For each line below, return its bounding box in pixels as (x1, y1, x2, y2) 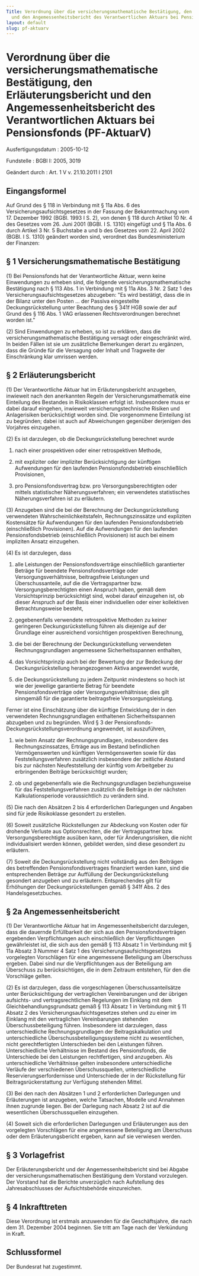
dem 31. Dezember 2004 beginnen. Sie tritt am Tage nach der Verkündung (6, 1224, 188, 1231)
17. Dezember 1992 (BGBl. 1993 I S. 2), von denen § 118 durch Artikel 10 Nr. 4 (6, 214, 192, 221)
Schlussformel (6, 1248, 62, 1258)
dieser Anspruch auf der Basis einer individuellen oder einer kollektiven (14, 598, 189, 605)
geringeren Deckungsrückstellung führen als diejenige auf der (14, 623, 167, 630)
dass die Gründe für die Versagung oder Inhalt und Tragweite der (6, 347, 166, 354)
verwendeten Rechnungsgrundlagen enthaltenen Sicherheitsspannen (6, 712, 176, 720)
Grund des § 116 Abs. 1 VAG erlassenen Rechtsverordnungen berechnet (6, 310, 181, 317)
